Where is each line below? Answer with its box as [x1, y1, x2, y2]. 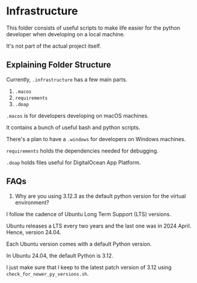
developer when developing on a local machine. [6, 30, 125, 37]
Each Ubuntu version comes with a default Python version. [6, 240, 152, 247]
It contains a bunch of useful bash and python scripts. [6, 124, 140, 131]
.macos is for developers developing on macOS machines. [6, 112, 149, 119]
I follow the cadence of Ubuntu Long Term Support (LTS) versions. [6, 210, 172, 218]
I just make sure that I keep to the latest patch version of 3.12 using [6, 264, 172, 271]
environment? [14, 199, 49, 206]
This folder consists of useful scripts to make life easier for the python [6, 24, 181, 31]
